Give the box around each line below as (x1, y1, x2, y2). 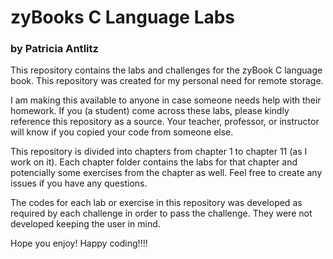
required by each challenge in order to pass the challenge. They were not (10, 207, 313, 220)
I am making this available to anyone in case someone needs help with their (10, 94, 322, 106)
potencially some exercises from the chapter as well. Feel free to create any (10, 167, 323, 179)
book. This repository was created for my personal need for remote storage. (10, 75, 324, 87)
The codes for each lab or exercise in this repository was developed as (10, 197, 303, 209)
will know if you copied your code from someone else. (10, 126, 234, 138)
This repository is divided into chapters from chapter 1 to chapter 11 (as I (10, 146, 308, 158)
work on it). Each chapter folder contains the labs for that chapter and (10, 156, 298, 168)
